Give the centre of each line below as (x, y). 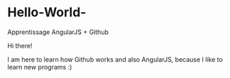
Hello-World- (47, 12)
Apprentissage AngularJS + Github (58, 32)
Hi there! (20, 45)
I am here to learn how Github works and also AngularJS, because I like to (115, 59)
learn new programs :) (40, 67)
